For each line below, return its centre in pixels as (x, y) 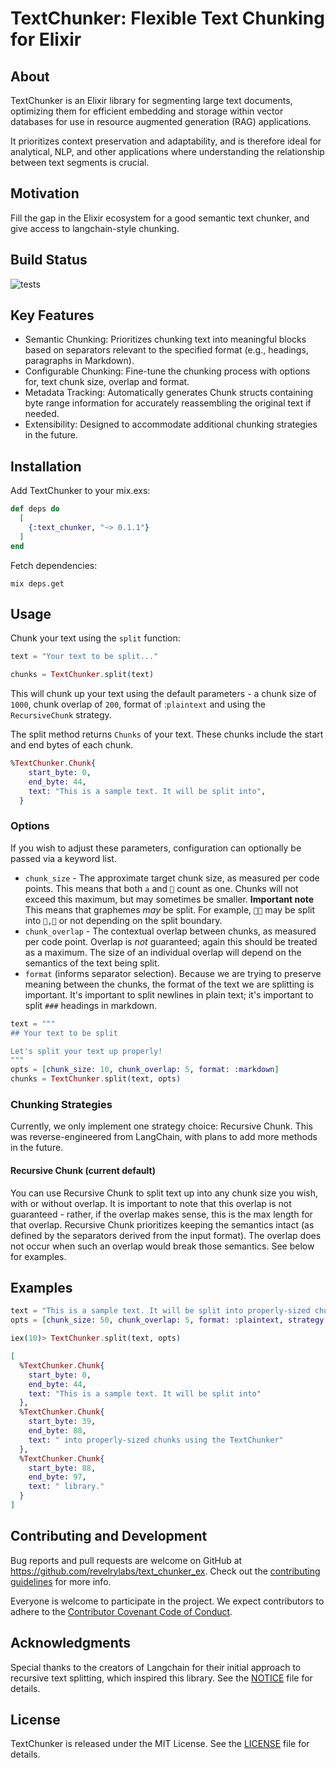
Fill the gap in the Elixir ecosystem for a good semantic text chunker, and (160, 218)
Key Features (52, 315)
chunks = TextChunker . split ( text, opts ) (96, 1079)
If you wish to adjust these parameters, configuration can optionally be (156, 848)
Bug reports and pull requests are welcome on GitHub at (126, 1560)
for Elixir (46, 39)
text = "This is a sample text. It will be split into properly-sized (160, 1311)
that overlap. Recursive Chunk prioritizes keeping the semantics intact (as (162, 1224)
